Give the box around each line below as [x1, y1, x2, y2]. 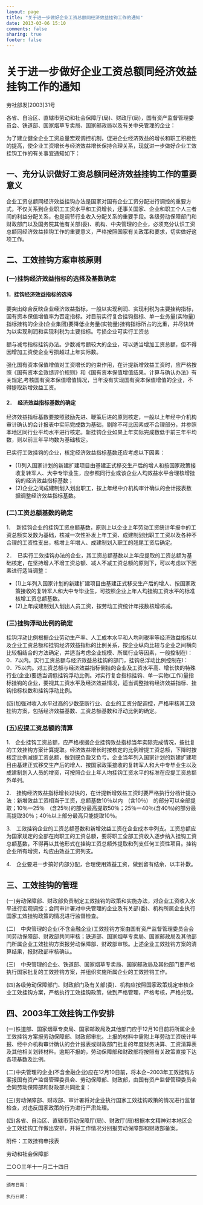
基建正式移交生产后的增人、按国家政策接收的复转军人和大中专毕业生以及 [16, 761, 197, 769]
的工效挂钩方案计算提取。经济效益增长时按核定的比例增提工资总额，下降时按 [6, 746, 197, 754]
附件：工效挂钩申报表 [6, 1137, 59, 1144]
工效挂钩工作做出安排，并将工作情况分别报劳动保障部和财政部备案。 [11, 1124, 181, 1132]
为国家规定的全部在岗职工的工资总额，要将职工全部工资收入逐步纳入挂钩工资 [6, 833, 197, 840]
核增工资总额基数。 [14, 594, 63, 602]
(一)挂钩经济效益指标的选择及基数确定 [6, 275, 117, 283]
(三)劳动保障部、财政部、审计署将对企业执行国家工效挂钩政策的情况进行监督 [6, 1096, 196, 1103]
